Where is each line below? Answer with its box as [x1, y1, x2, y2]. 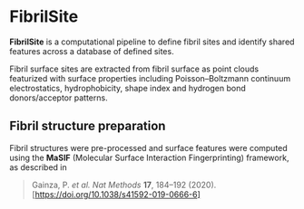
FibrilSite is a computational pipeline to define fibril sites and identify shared [9, 36, 295, 47]
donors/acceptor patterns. [9, 92, 108, 103]
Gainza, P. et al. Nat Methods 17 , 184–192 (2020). [31, 179, 217, 190]
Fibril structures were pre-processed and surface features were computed [9, 142, 288, 153]
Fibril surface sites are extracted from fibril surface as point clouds [9, 63, 260, 74]
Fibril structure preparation [9, 119, 166, 134]
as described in [9, 161, 68, 173]
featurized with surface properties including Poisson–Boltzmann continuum [9, 72, 291, 83]
